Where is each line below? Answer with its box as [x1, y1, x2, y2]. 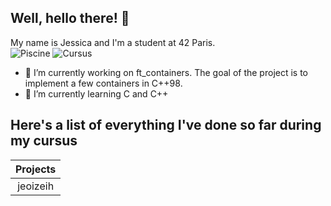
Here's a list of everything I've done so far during [10, 117, 322, 134]
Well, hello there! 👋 [10, 10, 130, 27]
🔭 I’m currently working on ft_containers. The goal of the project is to [24, 66, 309, 78]
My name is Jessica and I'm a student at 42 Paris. [10, 36, 216, 48]
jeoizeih [17, 179, 55, 193]
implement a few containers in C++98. [24, 77, 183, 89]
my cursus [10, 132, 78, 150]
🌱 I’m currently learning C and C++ [24, 87, 169, 100]
